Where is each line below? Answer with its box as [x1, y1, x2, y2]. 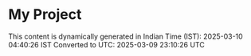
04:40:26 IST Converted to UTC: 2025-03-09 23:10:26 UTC [8, 39, 205, 49]
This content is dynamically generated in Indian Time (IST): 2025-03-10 [8, 32, 243, 41]
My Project [8, 6, 82, 24]
